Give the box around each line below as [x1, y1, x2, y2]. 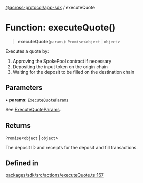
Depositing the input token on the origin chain [12, 63, 108, 70]
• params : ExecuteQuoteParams [5, 97, 69, 103]
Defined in [5, 159, 39, 167]
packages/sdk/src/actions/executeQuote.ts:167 [5, 172, 104, 178]
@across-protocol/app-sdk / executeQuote [5, 5, 95, 10]
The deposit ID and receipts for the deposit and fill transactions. [5, 144, 138, 150]
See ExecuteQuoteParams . [5, 106, 61, 112]
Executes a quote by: [5, 48, 49, 54]
